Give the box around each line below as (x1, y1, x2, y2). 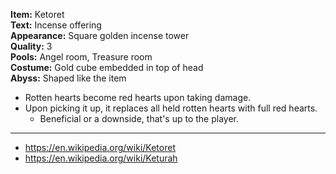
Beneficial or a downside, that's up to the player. (39, 113, 239, 124)
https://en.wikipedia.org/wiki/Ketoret (24, 142, 176, 153)
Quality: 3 (10, 40, 53, 52)
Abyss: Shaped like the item (10, 72, 127, 84)
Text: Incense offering (10, 19, 102, 31)
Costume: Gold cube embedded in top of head (10, 62, 204, 73)
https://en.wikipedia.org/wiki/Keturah (24, 152, 178, 164)
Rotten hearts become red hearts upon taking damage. (24, 92, 252, 103)
